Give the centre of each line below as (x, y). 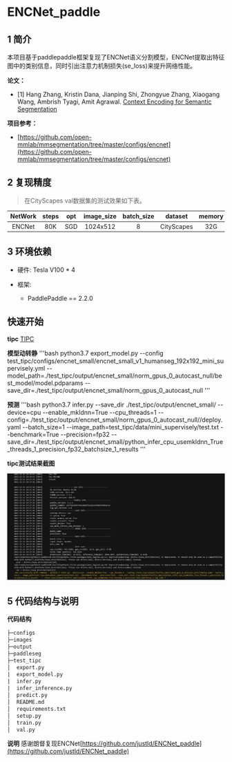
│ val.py (21, 730)
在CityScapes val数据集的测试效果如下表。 (85, 201)
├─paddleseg (24, 654)
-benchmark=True (33, 434)
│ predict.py (28, 696)
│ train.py (24, 723)
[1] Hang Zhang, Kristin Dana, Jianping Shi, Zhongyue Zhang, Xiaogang (118, 94)
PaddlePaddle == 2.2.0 (60, 298)
